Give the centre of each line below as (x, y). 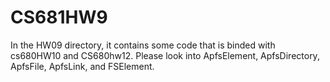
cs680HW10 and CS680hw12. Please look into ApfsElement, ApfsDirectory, (165, 55)
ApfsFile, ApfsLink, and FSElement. (82, 66)
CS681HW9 (59, 17)
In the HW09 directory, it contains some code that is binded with (143, 45)
